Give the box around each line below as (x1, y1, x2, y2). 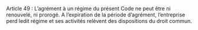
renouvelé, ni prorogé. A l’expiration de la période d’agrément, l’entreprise (6, 11, 186, 18)
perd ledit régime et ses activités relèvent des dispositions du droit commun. (6, 18, 192, 24)
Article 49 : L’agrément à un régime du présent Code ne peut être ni (6, 5, 171, 12)
